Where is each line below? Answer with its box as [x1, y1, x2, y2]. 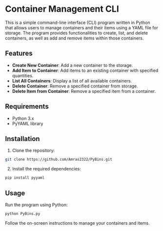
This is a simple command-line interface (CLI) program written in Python [5, 20, 150, 25]
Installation [5, 134, 40, 143]
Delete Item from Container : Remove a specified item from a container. [12, 88, 156, 94]
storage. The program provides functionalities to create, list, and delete [5, 30, 148, 36]
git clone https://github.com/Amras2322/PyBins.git [5, 157, 112, 162]
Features [5, 49, 33, 58]
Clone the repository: [12, 147, 55, 153]
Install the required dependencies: [12, 166, 81, 172]
